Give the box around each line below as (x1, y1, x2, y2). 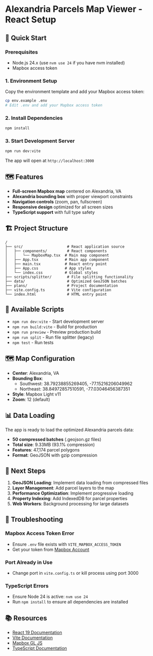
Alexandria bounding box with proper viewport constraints (12, 194, 133, 200)
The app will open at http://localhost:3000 (5, 157, 94, 164)
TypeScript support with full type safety (12, 209, 95, 215)
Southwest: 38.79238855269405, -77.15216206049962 (19, 380, 133, 387)
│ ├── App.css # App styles (5, 266, 92, 271)
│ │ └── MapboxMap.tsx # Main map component (5, 252, 110, 258)
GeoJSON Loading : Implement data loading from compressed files (12, 480, 149, 486)
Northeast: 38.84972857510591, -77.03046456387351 (19, 386, 130, 392)
